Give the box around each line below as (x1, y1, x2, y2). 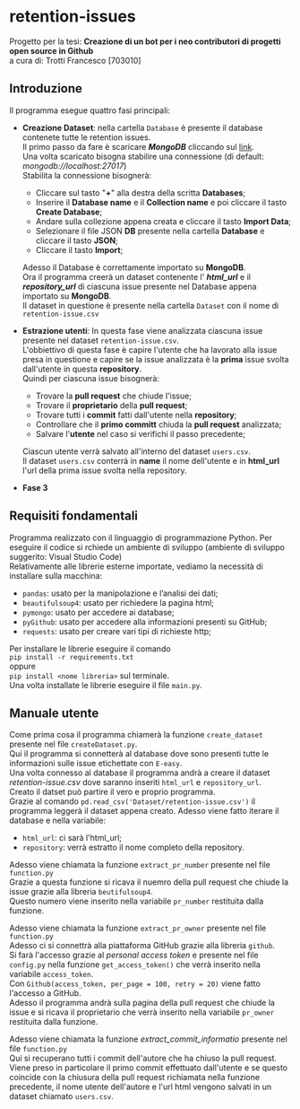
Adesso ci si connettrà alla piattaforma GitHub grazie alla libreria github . (9, 940, 276, 951)
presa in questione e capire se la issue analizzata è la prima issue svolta (21, 354, 289, 364)
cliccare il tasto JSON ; (35, 235, 118, 246)
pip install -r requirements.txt (9, 652, 134, 661)
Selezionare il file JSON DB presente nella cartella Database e (35, 225, 265, 236)
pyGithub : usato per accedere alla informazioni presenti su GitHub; (21, 616, 268, 627)
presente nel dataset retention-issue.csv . (21, 335, 179, 345)
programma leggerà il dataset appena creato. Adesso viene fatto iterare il (9, 806, 279, 816)
